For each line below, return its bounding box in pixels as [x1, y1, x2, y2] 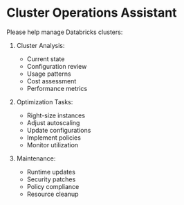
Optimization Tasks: [16, 97, 73, 106]
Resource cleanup [26, 190, 79, 198]
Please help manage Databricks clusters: [6, 28, 123, 36]
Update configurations [26, 126, 91, 134]
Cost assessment [26, 76, 77, 85]
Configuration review [26, 62, 87, 70]
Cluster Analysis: [16, 41, 65, 49]
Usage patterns [26, 69, 71, 78]
